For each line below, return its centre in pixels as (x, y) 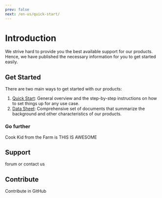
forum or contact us (25, 164)
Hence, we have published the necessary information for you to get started (81, 57)
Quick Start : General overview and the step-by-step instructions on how (84, 98)
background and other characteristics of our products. (67, 114)
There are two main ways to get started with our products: (63, 89)
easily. (11, 62)
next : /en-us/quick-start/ (32, 14)
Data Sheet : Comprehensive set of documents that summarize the (79, 109)
